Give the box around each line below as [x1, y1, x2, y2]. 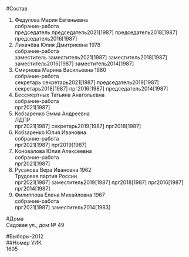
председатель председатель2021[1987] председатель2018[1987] [14, 29, 178, 36]
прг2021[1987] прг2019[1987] [14, 141, 87, 148]
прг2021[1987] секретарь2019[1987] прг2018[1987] [14, 123, 141, 129]
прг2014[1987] [14, 185, 50, 192]
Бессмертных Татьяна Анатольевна [14, 91, 105, 98]
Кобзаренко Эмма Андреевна [14, 110, 90, 117]
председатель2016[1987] [14, 35, 77, 42]
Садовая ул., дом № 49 [6, 222, 65, 228]
